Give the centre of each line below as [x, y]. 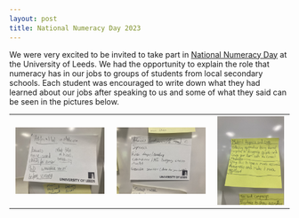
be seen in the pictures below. [65, 101]
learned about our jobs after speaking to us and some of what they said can [148, 92]
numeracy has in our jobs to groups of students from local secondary [136, 73]
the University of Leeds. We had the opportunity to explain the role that [139, 64]
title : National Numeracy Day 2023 [75, 28]
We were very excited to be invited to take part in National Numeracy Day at [148, 54]
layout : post [33, 19]
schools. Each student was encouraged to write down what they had [135, 82]
